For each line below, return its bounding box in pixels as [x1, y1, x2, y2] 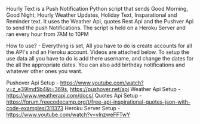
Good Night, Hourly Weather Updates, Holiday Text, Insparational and [6, 11, 177, 19]
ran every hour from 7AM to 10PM [6, 31, 89, 38]
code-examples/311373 [6, 105, 64, 111]
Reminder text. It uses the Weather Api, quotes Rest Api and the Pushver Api [6, 18, 194, 25]
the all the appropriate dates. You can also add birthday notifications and [6, 61, 185, 68]
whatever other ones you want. [6, 68, 83, 74]
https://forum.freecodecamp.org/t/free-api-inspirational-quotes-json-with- [6, 98, 191, 105]
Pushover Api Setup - [6, 79, 59, 86]
